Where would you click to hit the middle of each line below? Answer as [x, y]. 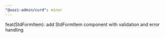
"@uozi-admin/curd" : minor [34, 10]
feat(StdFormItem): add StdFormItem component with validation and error [82, 24]
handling [15, 30]
